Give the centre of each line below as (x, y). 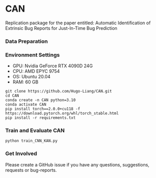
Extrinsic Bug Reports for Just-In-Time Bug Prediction (61, 28)
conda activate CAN (26, 105)
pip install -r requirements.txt (41, 118)
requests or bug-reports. (31, 170)
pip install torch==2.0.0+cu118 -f (43, 109)
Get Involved (21, 154)
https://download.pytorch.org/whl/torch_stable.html (62, 114)
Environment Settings (32, 55)
